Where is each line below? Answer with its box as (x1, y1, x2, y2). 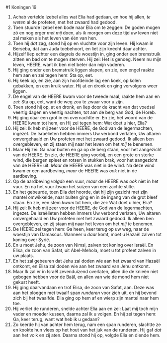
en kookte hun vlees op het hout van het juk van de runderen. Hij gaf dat (12, 327, 162, 333)
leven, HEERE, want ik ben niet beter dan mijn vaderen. (12, 62, 126, 67)
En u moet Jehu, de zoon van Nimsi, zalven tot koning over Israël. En (12, 242, 154, 248)
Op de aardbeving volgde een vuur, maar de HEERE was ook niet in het (12, 178, 159, 184)
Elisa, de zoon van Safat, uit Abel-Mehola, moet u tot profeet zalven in (12, 247, 156, 253)
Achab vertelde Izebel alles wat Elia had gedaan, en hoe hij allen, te (12, 14, 151, 19)
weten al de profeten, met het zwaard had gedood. (12, 19, 117, 25)
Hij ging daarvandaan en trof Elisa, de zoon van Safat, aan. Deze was (12, 285, 155, 290)
